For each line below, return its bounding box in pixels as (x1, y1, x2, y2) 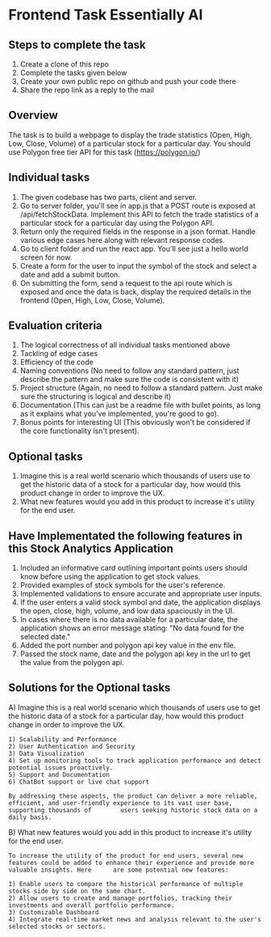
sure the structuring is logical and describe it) (19, 392, 172, 401)
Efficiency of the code (19, 358, 94, 367)
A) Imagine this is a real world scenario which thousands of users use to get (8, 702, 261, 712)
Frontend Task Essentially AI (8, 6, 203, 24)
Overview (8, 108, 59, 122)
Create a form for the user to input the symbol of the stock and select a (19, 261, 256, 270)
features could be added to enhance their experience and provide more (8, 859, 254, 867)
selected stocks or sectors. (8, 922, 106, 931)
